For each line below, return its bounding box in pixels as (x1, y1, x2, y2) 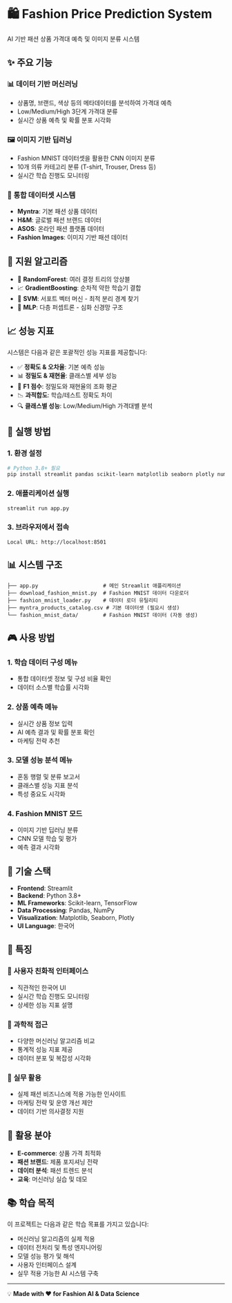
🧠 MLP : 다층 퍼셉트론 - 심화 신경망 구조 (17, 303, 124, 312)
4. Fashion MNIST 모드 (7, 808, 83, 818)
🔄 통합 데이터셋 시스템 (7, 190, 76, 200)
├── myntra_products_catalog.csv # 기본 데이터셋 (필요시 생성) (7, 604, 180, 611)
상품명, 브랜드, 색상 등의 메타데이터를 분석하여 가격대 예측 (17, 98, 173, 107)
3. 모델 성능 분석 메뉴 (7, 755, 73, 765)
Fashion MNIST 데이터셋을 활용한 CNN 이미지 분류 (17, 154, 155, 162)
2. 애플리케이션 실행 (7, 489, 70, 499)
